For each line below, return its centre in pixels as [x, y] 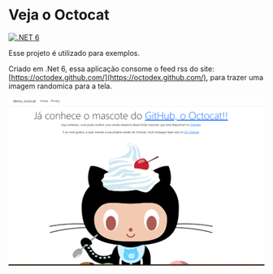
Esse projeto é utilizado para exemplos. [74, 53]
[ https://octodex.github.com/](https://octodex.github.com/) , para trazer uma [136, 77]
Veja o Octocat [59, 15]
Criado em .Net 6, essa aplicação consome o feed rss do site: [111, 68]
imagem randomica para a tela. [60, 86]
